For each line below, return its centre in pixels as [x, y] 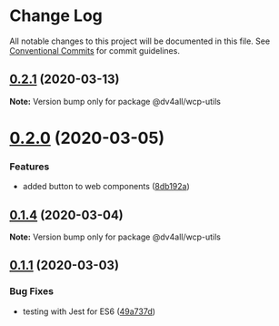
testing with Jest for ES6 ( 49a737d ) [89, 311]
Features [30, 167]
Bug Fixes [32, 291]
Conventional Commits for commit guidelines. [95, 50]
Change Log [56, 16]
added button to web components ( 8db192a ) [106, 187]
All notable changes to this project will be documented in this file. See [140, 41]
